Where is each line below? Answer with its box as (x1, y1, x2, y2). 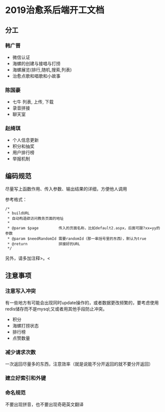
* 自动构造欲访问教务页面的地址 (7, 216, 64, 221)
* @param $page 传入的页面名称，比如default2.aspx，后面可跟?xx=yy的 (7, 226, 161, 231)
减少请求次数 (5, 349, 36, 356)
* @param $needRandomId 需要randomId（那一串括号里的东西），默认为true (7, 236, 147, 241)
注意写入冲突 (5, 287, 36, 294)
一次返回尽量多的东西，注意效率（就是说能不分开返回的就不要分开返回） (5, 361, 153, 367)
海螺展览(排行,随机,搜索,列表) (12, 67, 72, 73)
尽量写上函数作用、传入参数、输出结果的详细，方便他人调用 (5, 186, 127, 192)
